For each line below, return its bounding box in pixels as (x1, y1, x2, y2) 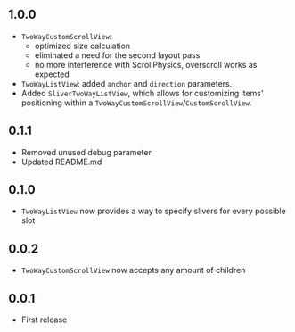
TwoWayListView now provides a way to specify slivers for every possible (20, 205, 286, 217)
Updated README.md (20, 156, 102, 167)
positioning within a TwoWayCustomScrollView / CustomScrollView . (20, 97, 252, 108)
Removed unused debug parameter (20, 146, 152, 157)
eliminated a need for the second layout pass (34, 49, 201, 61)
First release (20, 314, 68, 325)
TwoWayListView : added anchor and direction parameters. (20, 78, 233, 88)
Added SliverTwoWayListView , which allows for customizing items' (20, 87, 264, 98)
